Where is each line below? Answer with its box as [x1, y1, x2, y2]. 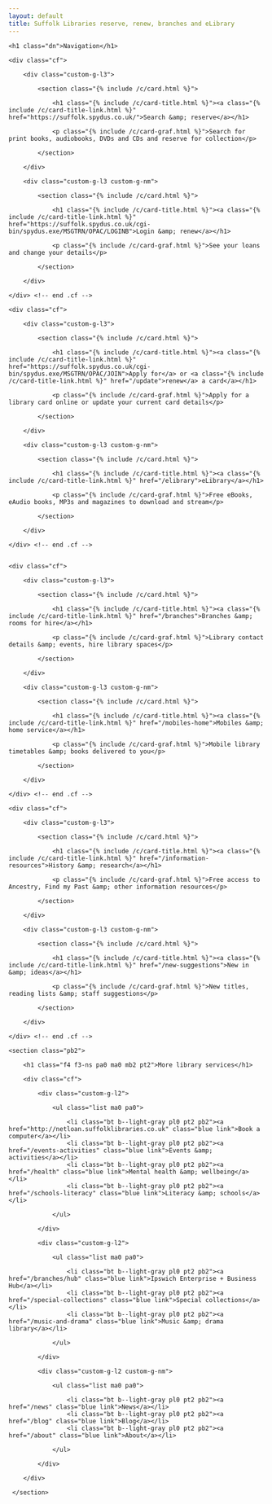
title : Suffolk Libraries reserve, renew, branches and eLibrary [8, 20, 235, 28]
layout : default [8, 11, 64, 20]
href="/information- [139, 854, 209, 862]
